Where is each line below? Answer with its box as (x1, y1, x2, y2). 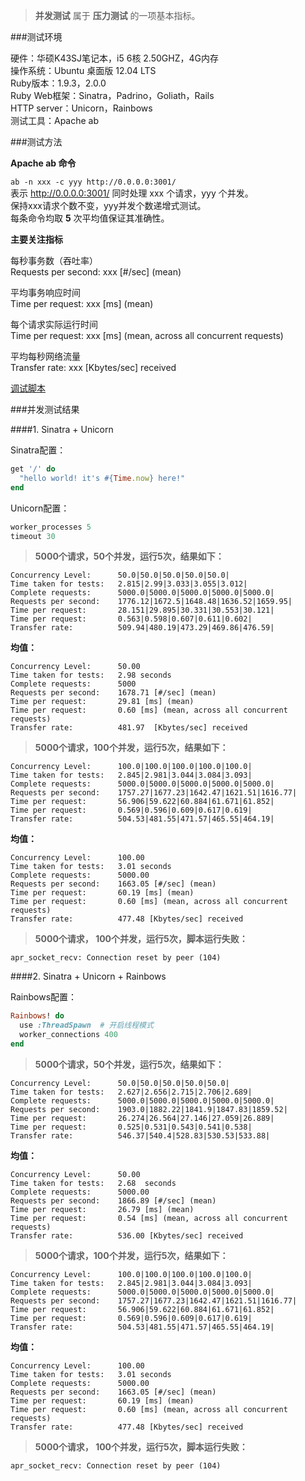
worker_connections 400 (19, 1030, 118, 1040)
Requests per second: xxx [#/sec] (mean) (10, 266, 182, 278)
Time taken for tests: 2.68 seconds (10, 1178, 177, 1188)
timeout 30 (10, 531, 56, 541)
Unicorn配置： (10, 502, 70, 514)
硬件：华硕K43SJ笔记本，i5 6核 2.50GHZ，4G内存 (10, 52, 219, 64)
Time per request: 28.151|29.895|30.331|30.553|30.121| (10, 605, 275, 616)
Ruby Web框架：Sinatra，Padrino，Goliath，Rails (10, 90, 215, 101)
